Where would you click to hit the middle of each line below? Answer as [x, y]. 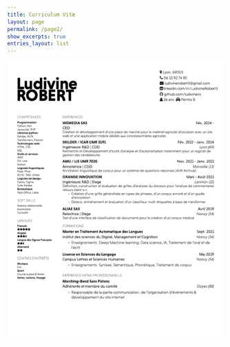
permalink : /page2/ [35, 29]
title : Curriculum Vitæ [41, 14]
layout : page [26, 22]
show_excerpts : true [37, 37]
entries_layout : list [38, 44]
